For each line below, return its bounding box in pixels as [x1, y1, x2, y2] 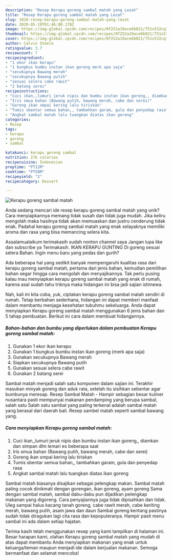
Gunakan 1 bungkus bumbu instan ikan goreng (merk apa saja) [12, 349, 145, 355]
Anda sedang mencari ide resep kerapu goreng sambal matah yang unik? [5, 207, 160, 213]
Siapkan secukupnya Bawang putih [12, 360, 87, 366]
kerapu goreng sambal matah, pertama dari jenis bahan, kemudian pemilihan [5, 265, 167, 272]
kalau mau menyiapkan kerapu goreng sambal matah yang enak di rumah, [5, 276, 161, 282]
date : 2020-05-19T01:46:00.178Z [5, 22, 74, 27]
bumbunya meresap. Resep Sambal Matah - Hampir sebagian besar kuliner [5, 391, 164, 398]
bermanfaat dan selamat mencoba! [5, 550, 79, 556]
